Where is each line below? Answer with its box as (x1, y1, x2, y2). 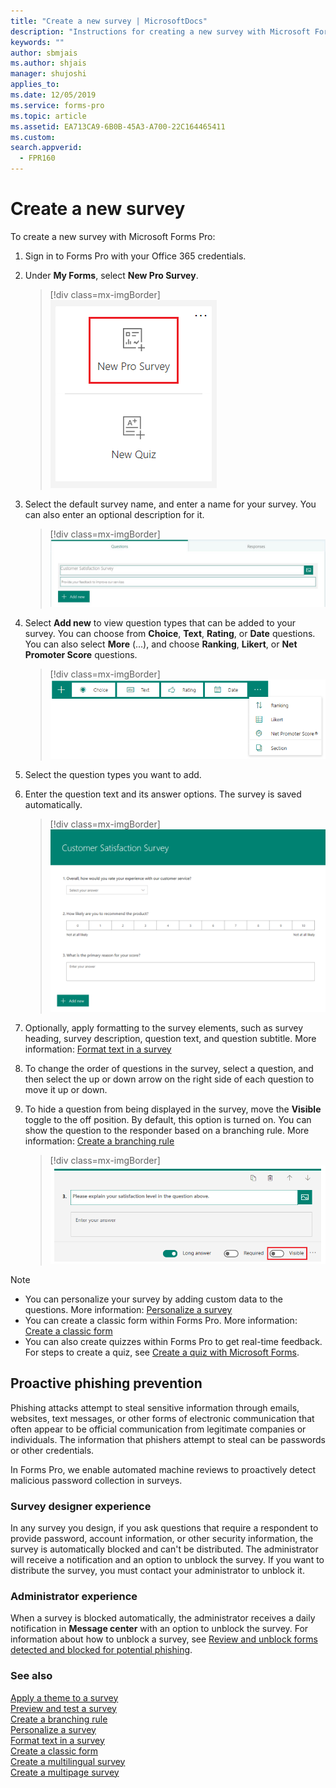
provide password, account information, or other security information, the (10, 1533, 314, 1545)
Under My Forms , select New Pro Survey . (24, 269, 199, 281)
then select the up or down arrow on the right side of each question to (24, 1073, 315, 1085)
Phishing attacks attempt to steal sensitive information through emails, (10, 1401, 300, 1414)
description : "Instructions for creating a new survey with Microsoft (10, 26, 311, 37)
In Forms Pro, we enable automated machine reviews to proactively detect (10, 1463, 317, 1475)
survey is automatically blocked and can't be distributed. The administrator (10, 1543, 319, 1555)
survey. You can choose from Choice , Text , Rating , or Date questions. (24, 628, 316, 640)
